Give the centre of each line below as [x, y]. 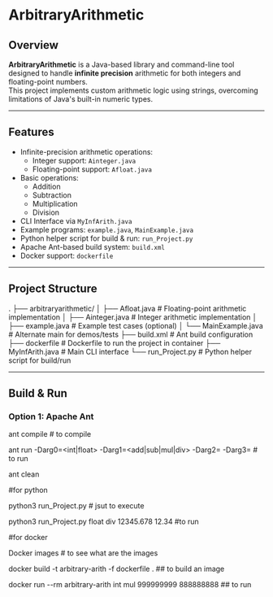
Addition [46, 186]
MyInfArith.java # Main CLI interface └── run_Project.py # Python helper [130, 351]
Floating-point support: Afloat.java [92, 169]
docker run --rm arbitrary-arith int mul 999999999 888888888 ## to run [130, 585]
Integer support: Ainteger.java [84, 160]
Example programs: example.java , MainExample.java [106, 229]
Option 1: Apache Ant [51, 416]
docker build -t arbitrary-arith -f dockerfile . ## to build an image [117, 569]
